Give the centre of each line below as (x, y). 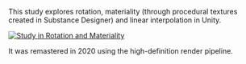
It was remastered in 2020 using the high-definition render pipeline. (121, 51)
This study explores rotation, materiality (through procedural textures (123, 12)
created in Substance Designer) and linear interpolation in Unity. (115, 20)
